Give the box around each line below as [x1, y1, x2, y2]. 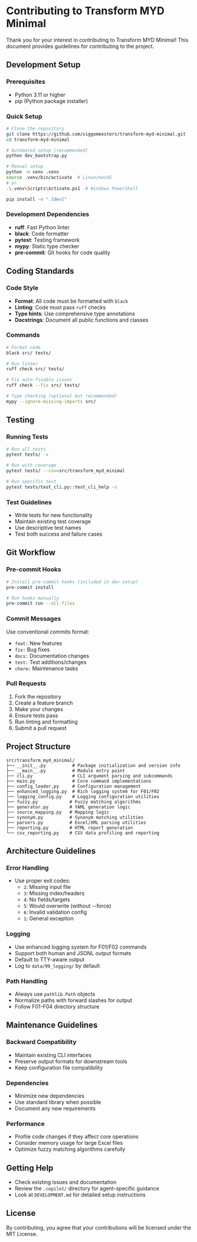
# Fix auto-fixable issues [6, 377, 73, 383]
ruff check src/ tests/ [6, 366, 65, 372]
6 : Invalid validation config [23, 908, 87, 916]
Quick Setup [6, 112, 42, 120]
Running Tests [6, 433, 48, 441]
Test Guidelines [6, 498, 52, 506]
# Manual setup [6, 164, 44, 169]
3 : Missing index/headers [23, 890, 85, 897]
